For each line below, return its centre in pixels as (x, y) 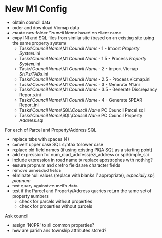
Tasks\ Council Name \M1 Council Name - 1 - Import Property (79, 48)
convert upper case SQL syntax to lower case (57, 144)
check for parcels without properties (56, 201)
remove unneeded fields (36, 170)
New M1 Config (36, 9)
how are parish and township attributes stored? (59, 230)
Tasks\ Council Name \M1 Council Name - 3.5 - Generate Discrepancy (88, 89)
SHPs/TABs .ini (34, 74)
